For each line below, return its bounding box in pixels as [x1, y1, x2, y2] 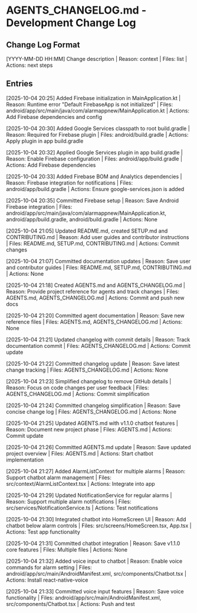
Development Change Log [6, 16, 136, 30]
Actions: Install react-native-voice [6, 576, 88, 583]
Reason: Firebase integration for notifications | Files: [6, 179, 133, 186]
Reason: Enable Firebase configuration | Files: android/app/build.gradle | [6, 155, 183, 162]
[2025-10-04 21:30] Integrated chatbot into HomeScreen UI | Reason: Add [6, 515, 186, 522]
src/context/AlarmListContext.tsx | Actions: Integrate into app [6, 480, 155, 487]
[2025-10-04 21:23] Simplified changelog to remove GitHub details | [6, 378, 172, 385]
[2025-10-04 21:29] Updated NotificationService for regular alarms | [6, 492, 172, 499]
